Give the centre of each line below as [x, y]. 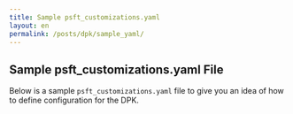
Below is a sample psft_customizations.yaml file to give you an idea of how [147, 91]
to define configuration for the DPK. [74, 100]
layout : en [29, 26]
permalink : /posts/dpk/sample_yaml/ [77, 34]
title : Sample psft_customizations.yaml [85, 17]
